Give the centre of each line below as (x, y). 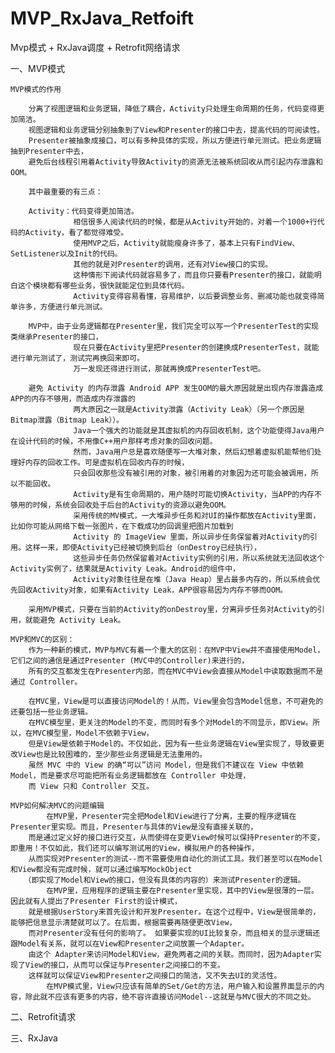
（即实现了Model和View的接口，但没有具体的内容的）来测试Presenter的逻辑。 (164, 880)
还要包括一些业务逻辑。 (51, 712)
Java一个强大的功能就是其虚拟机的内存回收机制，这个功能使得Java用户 (199, 430)
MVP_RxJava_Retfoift (102, 18)
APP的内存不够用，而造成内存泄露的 (73, 398)
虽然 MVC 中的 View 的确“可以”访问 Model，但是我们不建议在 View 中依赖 (166, 765)
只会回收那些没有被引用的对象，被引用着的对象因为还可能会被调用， (192, 473)
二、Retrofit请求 (43, 1016)
